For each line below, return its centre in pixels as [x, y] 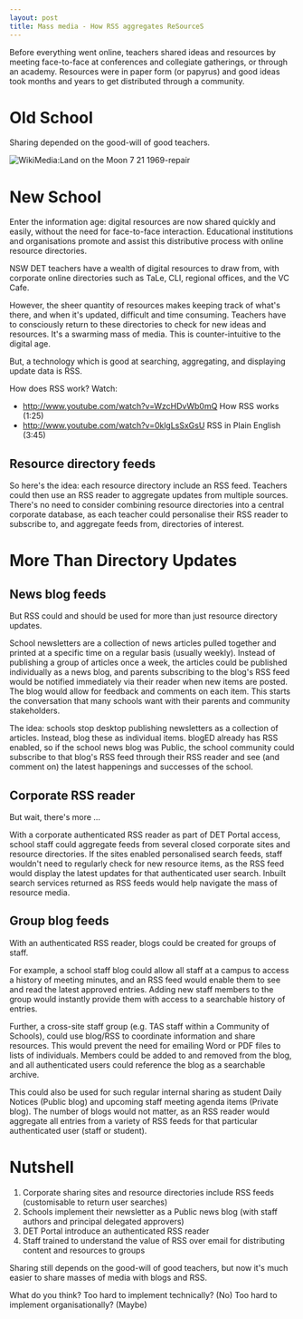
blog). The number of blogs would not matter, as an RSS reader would [139, 1111]
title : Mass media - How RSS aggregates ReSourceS [107, 26]
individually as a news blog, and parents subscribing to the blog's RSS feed [150, 672]
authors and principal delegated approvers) [103, 1221]
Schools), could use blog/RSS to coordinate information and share [133, 1036]
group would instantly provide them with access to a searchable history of [147, 999]
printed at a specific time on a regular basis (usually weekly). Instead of [142, 653]
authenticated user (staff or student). [78, 1130]
